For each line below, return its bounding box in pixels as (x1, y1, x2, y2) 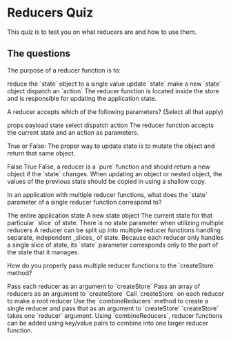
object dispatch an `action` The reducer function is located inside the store (7, 86, 219, 95)
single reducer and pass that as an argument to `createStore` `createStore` (7, 304, 219, 312)
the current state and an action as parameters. (7, 128, 139, 136)
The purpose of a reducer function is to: (7, 66, 121, 74)
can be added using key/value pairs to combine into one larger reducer (7, 319, 209, 327)
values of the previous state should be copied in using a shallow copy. (7, 177, 207, 185)
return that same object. (7, 149, 76, 157)
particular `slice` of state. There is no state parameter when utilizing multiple (7, 218, 224, 227)
